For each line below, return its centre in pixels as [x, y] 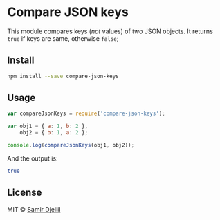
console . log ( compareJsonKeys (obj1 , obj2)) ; [71, 145]
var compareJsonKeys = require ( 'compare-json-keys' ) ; [86, 114]
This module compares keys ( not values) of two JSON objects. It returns [110, 31]
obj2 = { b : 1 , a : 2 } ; [54, 133]
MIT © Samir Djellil [34, 209]
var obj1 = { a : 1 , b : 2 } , [48, 126]
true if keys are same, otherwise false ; [63, 38]
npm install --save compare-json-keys [63, 76]
